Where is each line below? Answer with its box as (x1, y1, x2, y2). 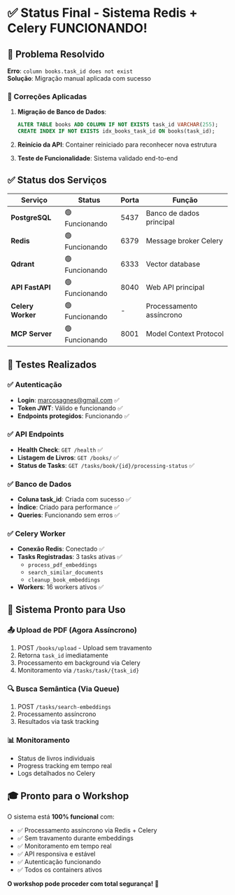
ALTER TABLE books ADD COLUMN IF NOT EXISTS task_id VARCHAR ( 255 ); (17, 121, 219, 128)
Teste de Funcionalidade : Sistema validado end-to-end (17, 154, 178, 163)
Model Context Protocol (145, 329, 224, 339)
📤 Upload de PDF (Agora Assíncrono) (7, 625, 138, 635)
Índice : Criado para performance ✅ (17, 503, 120, 511)
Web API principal (145, 283, 205, 292)
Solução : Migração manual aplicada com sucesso (7, 74, 152, 82)
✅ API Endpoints (7, 429, 64, 439)
